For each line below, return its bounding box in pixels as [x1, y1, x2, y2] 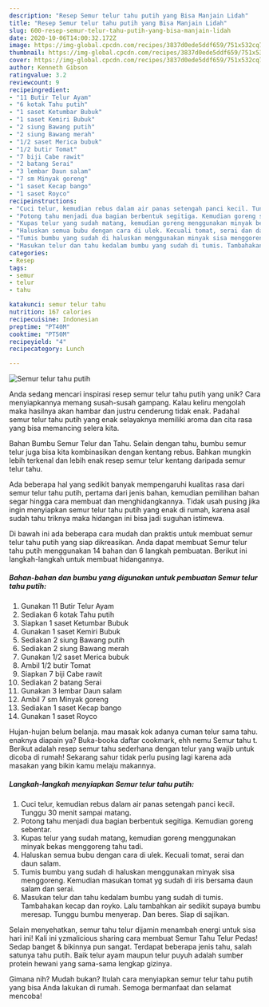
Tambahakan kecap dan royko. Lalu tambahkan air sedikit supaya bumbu [20, 901, 261, 910]
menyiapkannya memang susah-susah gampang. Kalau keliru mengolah [9, 398, 246, 408]
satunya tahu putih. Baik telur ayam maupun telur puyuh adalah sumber [9, 950, 243, 960]
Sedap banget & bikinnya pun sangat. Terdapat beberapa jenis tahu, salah [9, 942, 252, 952]
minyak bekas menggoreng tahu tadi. [20, 842, 144, 851]
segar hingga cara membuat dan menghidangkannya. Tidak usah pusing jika [9, 496, 260, 507]
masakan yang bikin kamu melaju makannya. [9, 761, 156, 771]
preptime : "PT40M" [9, 322, 70, 331]
